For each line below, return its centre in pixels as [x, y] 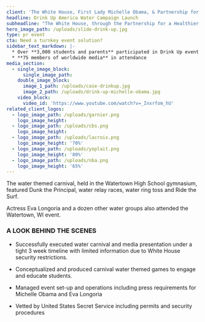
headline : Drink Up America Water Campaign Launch [72, 18]
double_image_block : [44, 80]
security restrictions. [41, 257]
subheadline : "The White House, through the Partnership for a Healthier [103, 23]
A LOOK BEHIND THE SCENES [52, 231]
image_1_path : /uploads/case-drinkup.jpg [76, 86]
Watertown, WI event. [34, 215]
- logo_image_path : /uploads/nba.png [60, 160]
